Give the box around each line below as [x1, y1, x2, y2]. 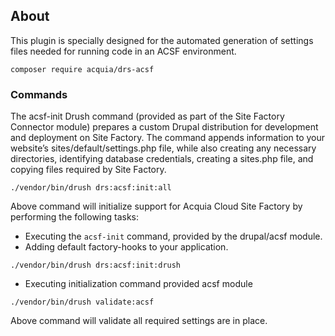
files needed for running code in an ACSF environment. [10, 45, 237, 57]
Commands [10, 87, 68, 101]
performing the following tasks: [10, 211, 140, 223]
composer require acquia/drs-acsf [10, 64, 155, 74]
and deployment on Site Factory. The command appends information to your [10, 132, 326, 144]
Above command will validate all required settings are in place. [10, 315, 268, 327]
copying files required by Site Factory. [10, 164, 167, 176]
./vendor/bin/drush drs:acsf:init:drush [10, 260, 182, 271]
